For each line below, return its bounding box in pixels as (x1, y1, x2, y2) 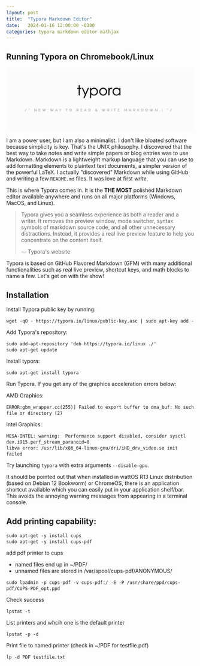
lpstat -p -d (6, 631, 39, 638)
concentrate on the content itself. (20, 237, 103, 244)
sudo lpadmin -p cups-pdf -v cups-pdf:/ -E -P (6, 580, 125, 586)
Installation (6, 290, 49, 300)
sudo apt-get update (6, 347, 58, 353)
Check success (6, 596, 44, 604)
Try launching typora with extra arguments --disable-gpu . (6, 462, 150, 469)
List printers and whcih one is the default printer (6, 619, 125, 626)
